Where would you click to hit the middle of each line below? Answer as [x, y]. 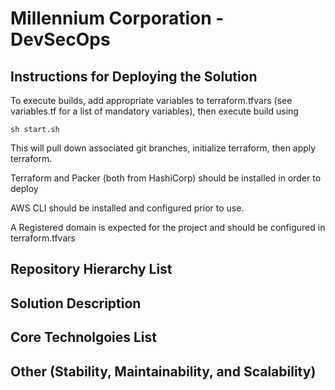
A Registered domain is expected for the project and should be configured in [168, 227]
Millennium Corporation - [117, 18]
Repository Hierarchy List [91, 269]
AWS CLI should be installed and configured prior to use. [127, 208]
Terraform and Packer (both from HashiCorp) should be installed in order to [166, 178]
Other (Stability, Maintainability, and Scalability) [163, 371]
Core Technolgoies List [83, 337]
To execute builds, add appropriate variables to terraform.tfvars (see [151, 100]
